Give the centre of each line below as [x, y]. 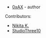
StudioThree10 [26, 31]
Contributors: [18, 16]
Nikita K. [20, 25]
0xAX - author [26, 7]
